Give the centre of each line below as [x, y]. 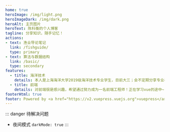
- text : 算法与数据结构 [28, 57]
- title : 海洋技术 [28, 76]
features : [16, 71]
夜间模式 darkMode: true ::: [41, 124]
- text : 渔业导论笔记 [26, 43]
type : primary [25, 52]
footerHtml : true [24, 94]
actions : [14, 38]
